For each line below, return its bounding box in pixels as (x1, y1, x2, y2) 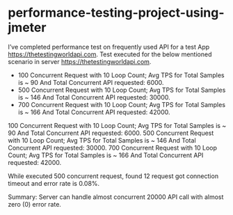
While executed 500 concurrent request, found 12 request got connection (8, 172, 218, 180)
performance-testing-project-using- (8, 5, 225, 21)
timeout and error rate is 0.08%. (8, 179, 100, 187)
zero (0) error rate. (8, 200, 62, 208)
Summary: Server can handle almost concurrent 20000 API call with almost (8, 193, 224, 201)
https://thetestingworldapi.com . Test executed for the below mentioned (8, 50, 212, 58)
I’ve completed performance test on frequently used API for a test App (8, 42, 210, 51)
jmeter (8, 19, 47, 35)
